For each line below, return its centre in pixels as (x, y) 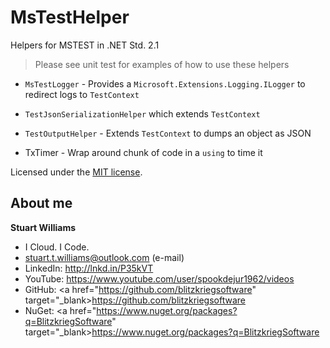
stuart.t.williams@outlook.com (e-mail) (104, 257)
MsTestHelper (70, 17)
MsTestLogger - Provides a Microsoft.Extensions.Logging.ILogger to (165, 83)
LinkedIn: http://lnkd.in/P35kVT (89, 268)
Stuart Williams (43, 227)
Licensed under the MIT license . (76, 172)
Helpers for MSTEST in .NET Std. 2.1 (85, 45)
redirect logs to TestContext (82, 94)
